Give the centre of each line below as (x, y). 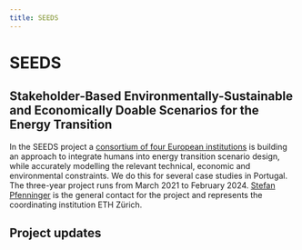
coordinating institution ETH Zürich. (76, 205)
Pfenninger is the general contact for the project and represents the (136, 195)
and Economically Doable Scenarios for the (134, 110)
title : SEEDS (34, 18)
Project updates (55, 233)
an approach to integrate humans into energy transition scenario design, (145, 156)
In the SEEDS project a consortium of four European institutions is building (149, 146)
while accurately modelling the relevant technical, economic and (130, 165)
